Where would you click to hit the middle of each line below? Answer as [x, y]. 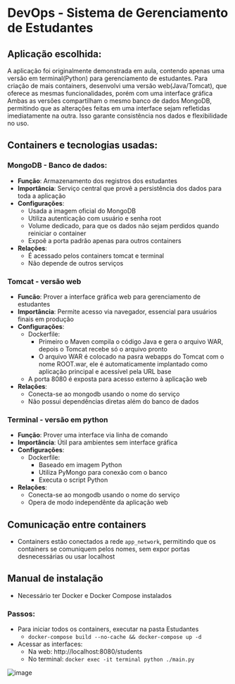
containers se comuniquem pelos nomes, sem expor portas [103, 549]
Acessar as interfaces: [50, 644]
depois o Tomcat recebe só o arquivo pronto [103, 349]
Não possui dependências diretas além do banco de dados [113, 401]
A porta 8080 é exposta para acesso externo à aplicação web [118, 379]
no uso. [18, 123]
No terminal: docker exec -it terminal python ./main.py [111, 659]
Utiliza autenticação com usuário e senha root [95, 218]
